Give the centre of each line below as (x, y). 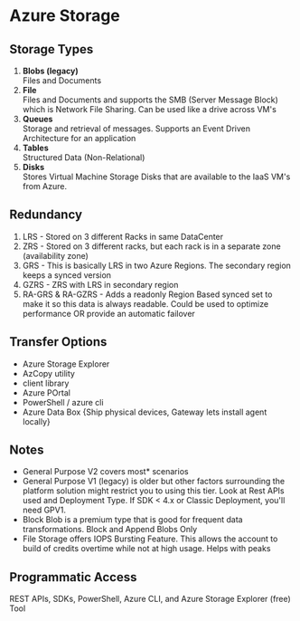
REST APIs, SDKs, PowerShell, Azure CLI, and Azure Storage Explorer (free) (150, 599)
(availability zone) (55, 255)
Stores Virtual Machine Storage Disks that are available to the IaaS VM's (156, 177)
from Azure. (45, 186)
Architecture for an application (79, 138)
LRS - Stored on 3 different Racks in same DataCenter (123, 236)
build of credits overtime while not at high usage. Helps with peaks (146, 549)
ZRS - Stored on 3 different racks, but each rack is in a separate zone (152, 246)
